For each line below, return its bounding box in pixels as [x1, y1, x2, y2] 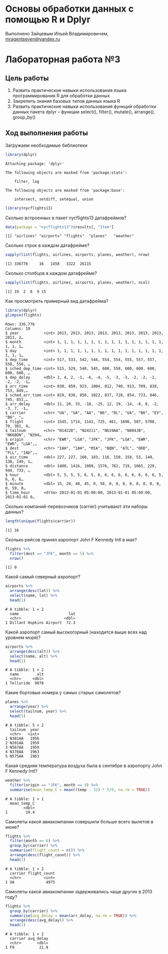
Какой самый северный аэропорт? [5, 574, 81, 580]
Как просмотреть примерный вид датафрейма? [5, 298, 108, 304]
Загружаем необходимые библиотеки [5, 142, 87, 148]
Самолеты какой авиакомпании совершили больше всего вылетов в [5, 818, 154, 824]
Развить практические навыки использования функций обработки [12, 103, 156, 109]
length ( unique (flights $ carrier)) [5, 519, 76, 524]
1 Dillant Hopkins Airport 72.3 [5, 620, 76, 625]
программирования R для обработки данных [12, 92, 110, 99]
